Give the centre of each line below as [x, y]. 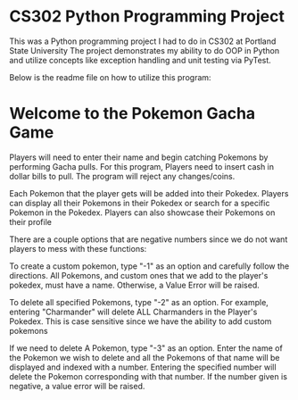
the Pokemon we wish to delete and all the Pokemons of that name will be [145, 357]
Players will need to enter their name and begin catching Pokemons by [139, 157]
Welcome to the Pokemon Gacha [132, 114]
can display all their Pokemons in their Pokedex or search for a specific [140, 203]
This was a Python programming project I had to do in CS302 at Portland [143, 41]
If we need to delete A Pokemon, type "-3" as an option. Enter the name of [146, 348]
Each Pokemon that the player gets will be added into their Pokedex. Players [149, 193]
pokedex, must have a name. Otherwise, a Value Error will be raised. [135, 285]
